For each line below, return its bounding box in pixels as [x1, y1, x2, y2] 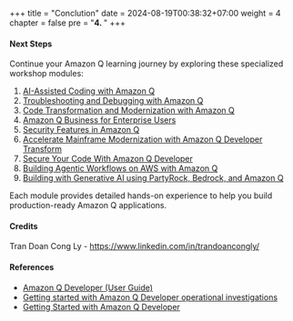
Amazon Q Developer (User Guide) [22, 282, 153, 293]
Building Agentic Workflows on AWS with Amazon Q [22, 163, 218, 174]
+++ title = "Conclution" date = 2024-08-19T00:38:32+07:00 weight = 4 [9, 8, 281, 18]
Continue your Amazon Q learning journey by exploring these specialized [9, 58, 284, 69]
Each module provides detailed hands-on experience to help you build [9, 190, 273, 201]
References [9, 262, 55, 272]
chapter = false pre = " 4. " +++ [9, 17, 126, 28]
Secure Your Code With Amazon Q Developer [22, 154, 194, 165]
